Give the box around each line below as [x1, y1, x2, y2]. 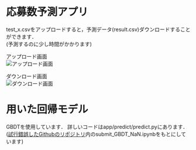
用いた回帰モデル [6, 103, 89, 116]
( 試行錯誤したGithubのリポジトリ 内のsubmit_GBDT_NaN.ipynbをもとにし [6, 130, 181, 138]
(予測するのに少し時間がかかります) [6, 40, 92, 47]
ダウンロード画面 [6, 73, 47, 80]
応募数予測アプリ [6, 5, 89, 19]
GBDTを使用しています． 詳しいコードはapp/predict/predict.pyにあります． [6, 123, 188, 130]
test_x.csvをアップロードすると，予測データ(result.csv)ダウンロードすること [6, 26, 191, 33]
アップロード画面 [6, 53, 47, 60]
